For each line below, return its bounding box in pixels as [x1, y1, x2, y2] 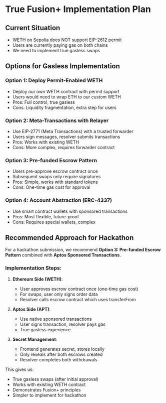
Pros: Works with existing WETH [12, 139, 79, 145]
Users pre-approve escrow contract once [12, 168, 98, 174]
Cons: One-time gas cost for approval [12, 184, 90, 190]
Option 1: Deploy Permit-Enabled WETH [5, 77, 103, 84]
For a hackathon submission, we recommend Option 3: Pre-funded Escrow [5, 247, 161, 253]
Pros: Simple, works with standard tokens [12, 179, 98, 185]
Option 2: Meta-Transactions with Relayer [5, 117, 109, 124]
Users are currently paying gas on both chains [12, 42, 108, 48]
